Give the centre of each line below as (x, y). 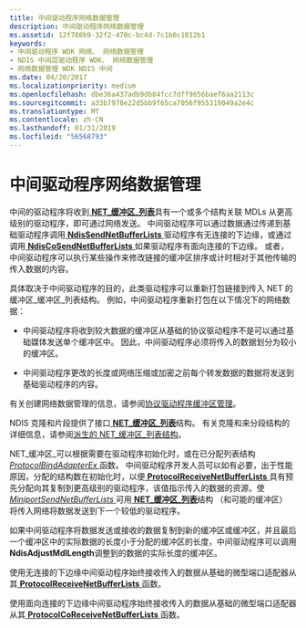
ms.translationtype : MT (55, 111)
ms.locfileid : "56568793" (58, 137)
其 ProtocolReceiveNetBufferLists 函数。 (88, 583)
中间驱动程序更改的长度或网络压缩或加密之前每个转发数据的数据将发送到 (158, 372)
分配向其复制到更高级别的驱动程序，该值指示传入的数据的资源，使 (141, 487)
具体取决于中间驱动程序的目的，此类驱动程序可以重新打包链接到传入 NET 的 (151, 288)
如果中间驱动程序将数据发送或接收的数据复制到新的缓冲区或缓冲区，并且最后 (153, 529)
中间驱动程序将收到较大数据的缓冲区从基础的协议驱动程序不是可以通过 (154, 330)
